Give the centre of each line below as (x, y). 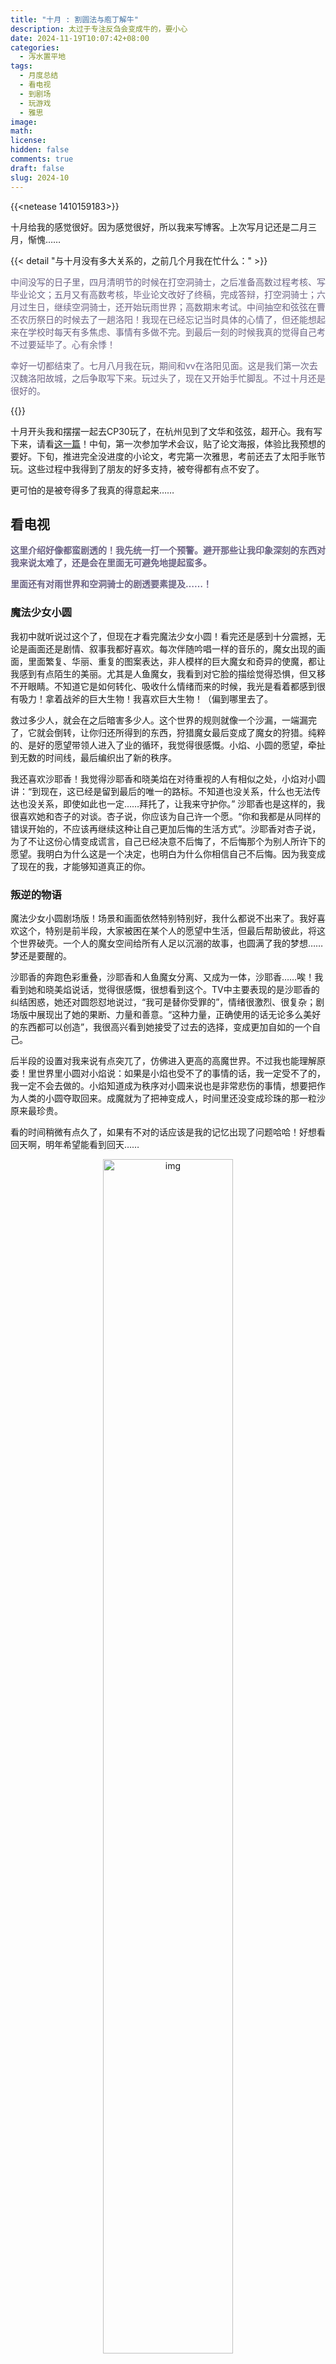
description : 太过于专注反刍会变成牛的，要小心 (99, 29)
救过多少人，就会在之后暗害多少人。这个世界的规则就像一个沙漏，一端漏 (159, 720)
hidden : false (40, 150)
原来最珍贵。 (36, 1110)
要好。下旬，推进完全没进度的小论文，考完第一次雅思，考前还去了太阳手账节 (168, 456)
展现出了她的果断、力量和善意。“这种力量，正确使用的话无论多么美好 (179, 1014)
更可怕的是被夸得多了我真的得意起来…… (92, 490)
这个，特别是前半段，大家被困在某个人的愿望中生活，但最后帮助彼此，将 (167, 930)
